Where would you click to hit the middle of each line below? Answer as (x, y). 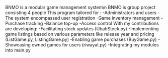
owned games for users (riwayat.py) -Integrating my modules (96, 45)
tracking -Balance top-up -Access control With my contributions (93, 23)
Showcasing (18, 45)
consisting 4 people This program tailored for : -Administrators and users (81, 13)
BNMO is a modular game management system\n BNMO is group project (80, 7)
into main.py (18, 50)
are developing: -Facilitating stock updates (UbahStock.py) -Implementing (82, 29)
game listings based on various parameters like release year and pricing (80, 34)
